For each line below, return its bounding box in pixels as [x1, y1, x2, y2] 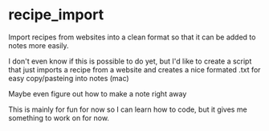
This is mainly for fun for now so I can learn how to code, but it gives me [8, 104, 247, 114]
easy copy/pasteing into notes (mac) [8, 73, 130, 83]
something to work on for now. [8, 113, 110, 122]
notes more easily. [8, 40, 70, 50]
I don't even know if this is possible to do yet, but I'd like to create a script [8, 56, 252, 66]
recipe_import [8, 6, 104, 24]
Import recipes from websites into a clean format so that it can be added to [8, 32, 256, 42]
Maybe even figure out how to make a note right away [8, 88, 187, 98]
